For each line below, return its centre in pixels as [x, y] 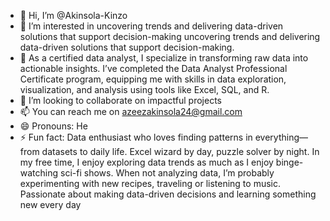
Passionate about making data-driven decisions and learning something [168, 194]
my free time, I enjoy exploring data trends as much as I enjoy [146, 162]
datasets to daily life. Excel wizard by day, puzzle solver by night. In [180, 151]
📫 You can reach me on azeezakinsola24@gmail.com [131, 111]
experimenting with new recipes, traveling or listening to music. [150, 183]
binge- [289, 162]
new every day [50, 204]
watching [39, 173]
